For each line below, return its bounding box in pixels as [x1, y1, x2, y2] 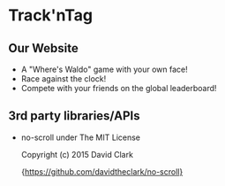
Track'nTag [8, 5, 94, 26]
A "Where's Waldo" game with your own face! [20, 64, 188, 74]
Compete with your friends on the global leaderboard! [20, 83, 217, 93]
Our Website [8, 41, 79, 56]
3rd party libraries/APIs [8, 108, 140, 124]
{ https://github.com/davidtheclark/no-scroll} [20, 166, 184, 177]
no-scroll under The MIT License [20, 132, 141, 143]
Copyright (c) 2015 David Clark [20, 149, 134, 159]
